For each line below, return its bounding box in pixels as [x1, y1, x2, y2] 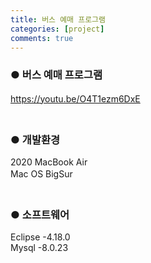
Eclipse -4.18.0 [10, 231, 71, 243]
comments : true [10, 33, 74, 43]
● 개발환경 [10, 132, 61, 146]
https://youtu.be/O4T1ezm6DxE [10, 92, 141, 105]
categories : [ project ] [10, 24, 105, 34]
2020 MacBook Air [10, 156, 88, 168]
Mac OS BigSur [10, 167, 73, 180]
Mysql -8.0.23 [10, 242, 69, 254]
